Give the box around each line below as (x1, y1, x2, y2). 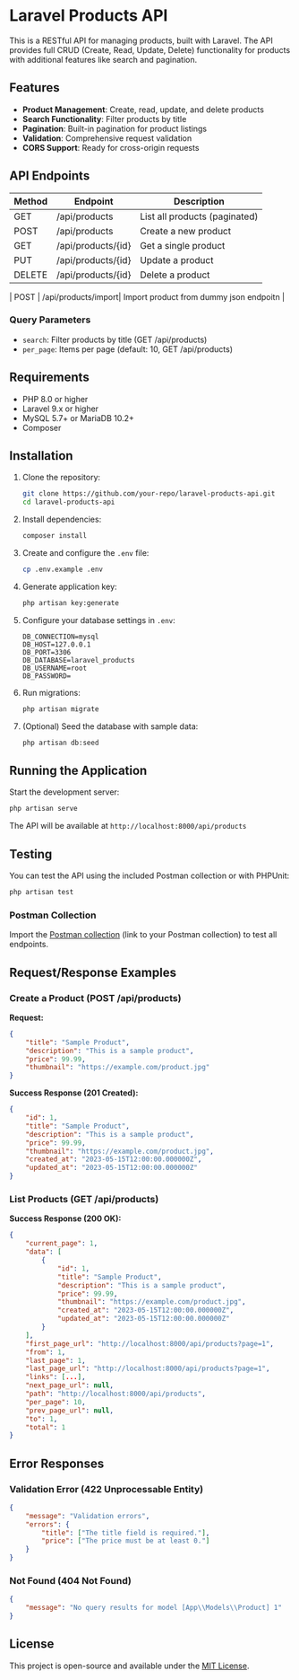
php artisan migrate (21, 704, 99, 714)
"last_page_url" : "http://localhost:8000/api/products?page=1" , (25, 1364, 270, 1374)
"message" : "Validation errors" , (25, 1511, 150, 1520)
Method (13, 195, 48, 207)
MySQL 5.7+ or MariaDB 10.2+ (21, 412, 134, 423)
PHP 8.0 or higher (21, 393, 89, 404)
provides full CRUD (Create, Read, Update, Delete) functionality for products (9, 44, 291, 55)
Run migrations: (21, 687, 81, 698)
